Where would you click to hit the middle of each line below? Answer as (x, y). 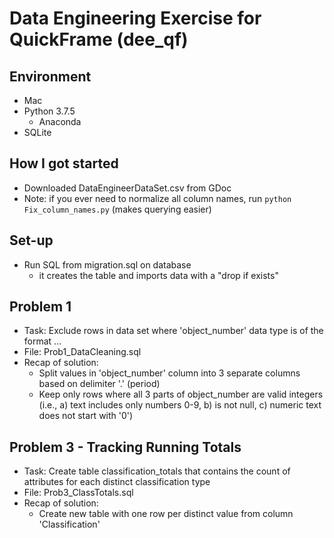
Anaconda (60, 121)
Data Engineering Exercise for (135, 18)
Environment (50, 76)
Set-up (31, 240)
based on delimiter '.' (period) (99, 384)
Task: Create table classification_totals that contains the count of (157, 471)
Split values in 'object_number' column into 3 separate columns (169, 373)
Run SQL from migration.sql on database (107, 264)
